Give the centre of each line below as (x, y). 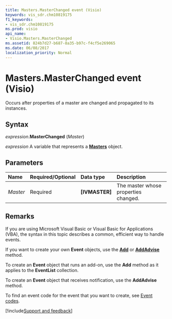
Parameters (24, 163)
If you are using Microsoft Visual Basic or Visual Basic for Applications (79, 229)
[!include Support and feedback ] (39, 311)
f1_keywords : (19, 19)
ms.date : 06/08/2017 (27, 48)
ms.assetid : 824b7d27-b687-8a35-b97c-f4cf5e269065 (60, 43)
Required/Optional (53, 177)
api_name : (16, 34)
